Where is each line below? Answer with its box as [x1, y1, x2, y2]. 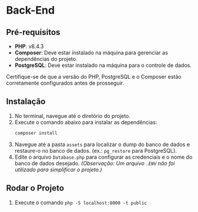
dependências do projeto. [14, 56, 78, 62]
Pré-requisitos [6, 27, 61, 37]
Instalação [6, 97, 46, 107]
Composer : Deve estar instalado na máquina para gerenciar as [14, 49, 168, 56]
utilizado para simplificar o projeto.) [14, 166, 102, 173]
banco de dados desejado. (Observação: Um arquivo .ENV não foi [14, 159, 176, 166]
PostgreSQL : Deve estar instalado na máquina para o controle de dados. [14, 62, 192, 69]
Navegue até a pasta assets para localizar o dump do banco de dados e [14, 140, 190, 148]
